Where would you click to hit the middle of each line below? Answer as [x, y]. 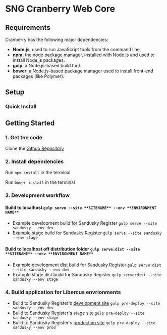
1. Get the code [24, 137]
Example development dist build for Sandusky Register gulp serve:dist [87, 265]
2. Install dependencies [35, 161]
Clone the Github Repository [35, 148]
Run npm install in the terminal [38, 173]
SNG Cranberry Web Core [60, 9]
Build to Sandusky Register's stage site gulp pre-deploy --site [78, 313]
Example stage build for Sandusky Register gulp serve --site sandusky [87, 233]
